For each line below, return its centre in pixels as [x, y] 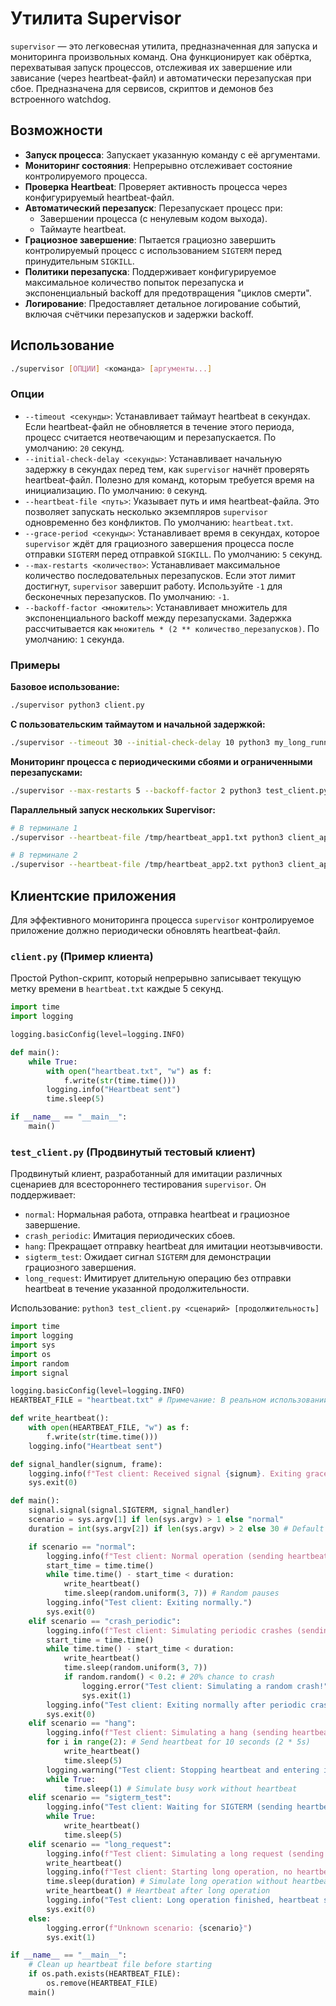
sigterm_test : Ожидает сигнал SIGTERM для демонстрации [148, 1257]
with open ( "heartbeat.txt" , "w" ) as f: [129, 1071]
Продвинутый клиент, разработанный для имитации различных [146, 1174]
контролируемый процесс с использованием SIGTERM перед [153, 250]
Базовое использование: [65, 687]
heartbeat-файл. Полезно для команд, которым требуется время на [169, 479]
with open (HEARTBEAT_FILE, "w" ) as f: [109, 1428]
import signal [40, 1373]
